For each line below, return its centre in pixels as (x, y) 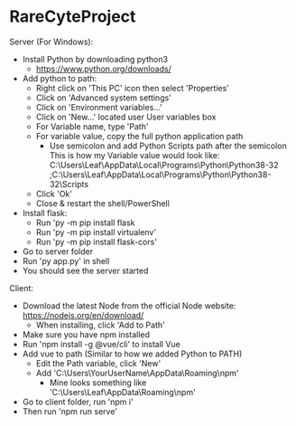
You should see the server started (85, 270)
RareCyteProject (73, 17)
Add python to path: (60, 78)
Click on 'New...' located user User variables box (126, 117)
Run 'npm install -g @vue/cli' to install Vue (101, 344)
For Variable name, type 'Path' (92, 126)
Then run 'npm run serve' (70, 411)
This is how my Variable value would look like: (134, 155)
